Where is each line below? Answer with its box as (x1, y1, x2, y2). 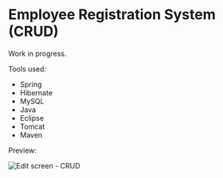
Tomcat (19, 122, 45, 131)
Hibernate (19, 87, 53, 97)
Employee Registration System (8, 6, 217, 24)
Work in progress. (8, 48, 67, 58)
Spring (19, 79, 42, 89)
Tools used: (8, 64, 46, 73)
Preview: (8, 145, 37, 155)
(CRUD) (8, 22, 59, 41)
